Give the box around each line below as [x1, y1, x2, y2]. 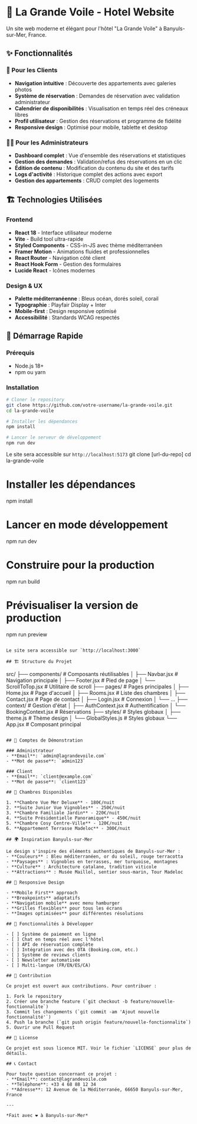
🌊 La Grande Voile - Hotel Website [6, 5, 175, 19]
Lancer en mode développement [6, 518, 168, 532]
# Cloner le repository [6, 397, 65, 402]
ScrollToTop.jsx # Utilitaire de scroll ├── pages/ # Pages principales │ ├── [6, 683, 189, 690]
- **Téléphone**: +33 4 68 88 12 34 [6, 1081, 96, 1087]
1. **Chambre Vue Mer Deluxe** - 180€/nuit [6, 799, 115, 806]
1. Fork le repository [6, 993, 62, 999]
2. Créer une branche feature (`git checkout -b [6, 999, 128, 1004]
